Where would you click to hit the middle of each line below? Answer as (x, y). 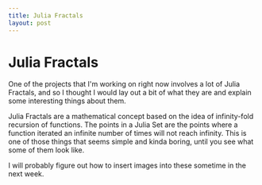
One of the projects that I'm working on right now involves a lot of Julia (124, 84)
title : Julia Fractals (46, 15)
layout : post (30, 23)
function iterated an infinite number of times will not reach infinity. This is (127, 133)
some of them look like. (46, 150)
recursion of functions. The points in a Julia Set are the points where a (123, 125)
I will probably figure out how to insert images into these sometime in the (127, 166)
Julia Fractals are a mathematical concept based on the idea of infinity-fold (131, 117)
